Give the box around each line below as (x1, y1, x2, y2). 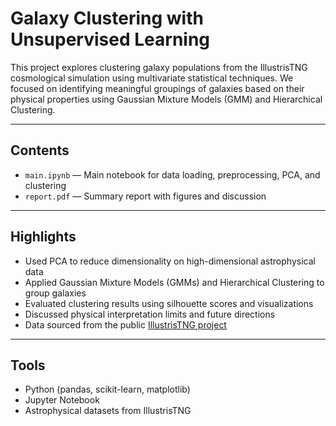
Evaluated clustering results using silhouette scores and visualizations (24, 297, 314, 309)
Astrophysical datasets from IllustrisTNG (24, 405, 192, 417)
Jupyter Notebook (24, 394, 100, 406)
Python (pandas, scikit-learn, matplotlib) (24, 383, 191, 396)
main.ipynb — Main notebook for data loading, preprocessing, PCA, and (24, 168, 321, 181)
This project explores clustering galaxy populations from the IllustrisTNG (10, 61, 308, 73)
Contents (10, 142, 70, 159)
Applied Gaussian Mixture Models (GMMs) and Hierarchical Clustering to (24, 276, 325, 288)
